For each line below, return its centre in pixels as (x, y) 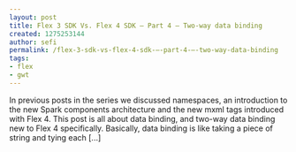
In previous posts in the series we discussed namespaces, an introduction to (148, 100)
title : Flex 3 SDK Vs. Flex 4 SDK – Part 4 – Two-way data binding (136, 26)
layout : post (33, 17)
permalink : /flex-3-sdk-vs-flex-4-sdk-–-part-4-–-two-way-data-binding (144, 50)
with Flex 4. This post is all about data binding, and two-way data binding (142, 118)
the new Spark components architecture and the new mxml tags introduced (147, 109)
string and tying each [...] (55, 137)
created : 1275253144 (47, 34)
